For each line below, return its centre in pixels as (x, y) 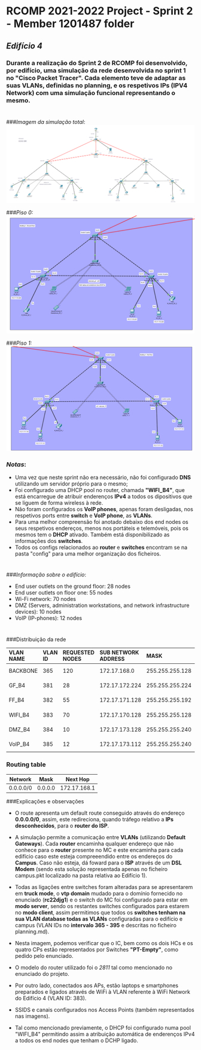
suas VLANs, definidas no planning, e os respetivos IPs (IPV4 (97, 85)
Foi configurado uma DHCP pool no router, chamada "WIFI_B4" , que (100, 490)
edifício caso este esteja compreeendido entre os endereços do (94, 856)
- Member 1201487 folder (70, 24)
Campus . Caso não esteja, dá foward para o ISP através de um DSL (98, 863)
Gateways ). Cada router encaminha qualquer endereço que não (94, 843)
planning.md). (32, 931)
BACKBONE (23, 670)
